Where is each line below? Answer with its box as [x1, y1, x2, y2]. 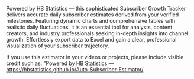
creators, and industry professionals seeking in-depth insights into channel [6, 30, 189, 37]
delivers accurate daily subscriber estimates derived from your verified [6, 11, 179, 18]
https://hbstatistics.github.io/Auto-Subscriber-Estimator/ [6, 66, 144, 73]
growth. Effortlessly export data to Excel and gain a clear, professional [6, 36, 177, 43]
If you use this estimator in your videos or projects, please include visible [6, 54, 184, 60]
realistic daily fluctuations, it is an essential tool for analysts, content [6, 23, 173, 30]
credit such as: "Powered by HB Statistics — [6, 60, 114, 67]
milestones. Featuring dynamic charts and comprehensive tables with [6, 18, 176, 24]
